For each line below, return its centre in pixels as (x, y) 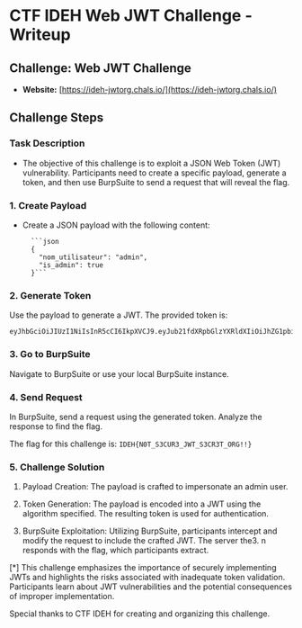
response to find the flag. (56, 426)
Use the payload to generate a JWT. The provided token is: (119, 315)
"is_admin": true (71, 265)
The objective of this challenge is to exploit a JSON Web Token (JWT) (151, 163)
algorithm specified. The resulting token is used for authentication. (146, 514)
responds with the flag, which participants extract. (115, 551)
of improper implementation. (62, 597)
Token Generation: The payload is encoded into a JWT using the (142, 504)
